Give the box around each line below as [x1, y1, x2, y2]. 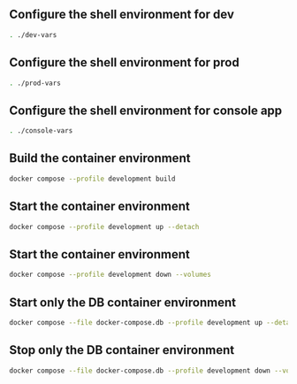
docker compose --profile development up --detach [9, 222, 200, 231]
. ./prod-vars [9, 79, 62, 88]
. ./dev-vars [9, 30, 57, 39]
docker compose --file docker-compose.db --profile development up [9, 318, 263, 326]
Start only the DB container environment [9, 295, 237, 310]
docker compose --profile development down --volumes [9, 270, 212, 280]
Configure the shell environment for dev [9, 7, 234, 22]
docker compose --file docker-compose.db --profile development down [9, 366, 271, 375]
